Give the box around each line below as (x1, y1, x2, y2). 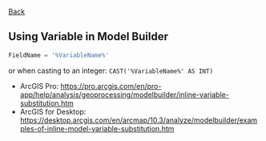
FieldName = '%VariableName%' (8, 51, 110, 59)
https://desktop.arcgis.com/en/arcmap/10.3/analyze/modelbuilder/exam (19, 115, 258, 125)
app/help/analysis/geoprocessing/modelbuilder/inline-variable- (19, 90, 230, 99)
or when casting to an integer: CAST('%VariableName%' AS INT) (8, 66, 214, 75)
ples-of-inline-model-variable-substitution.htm (19, 123, 175, 133)
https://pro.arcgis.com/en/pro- (59, 81, 162, 91)
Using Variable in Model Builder (8, 30, 168, 43)
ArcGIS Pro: (19, 81, 59, 91)
